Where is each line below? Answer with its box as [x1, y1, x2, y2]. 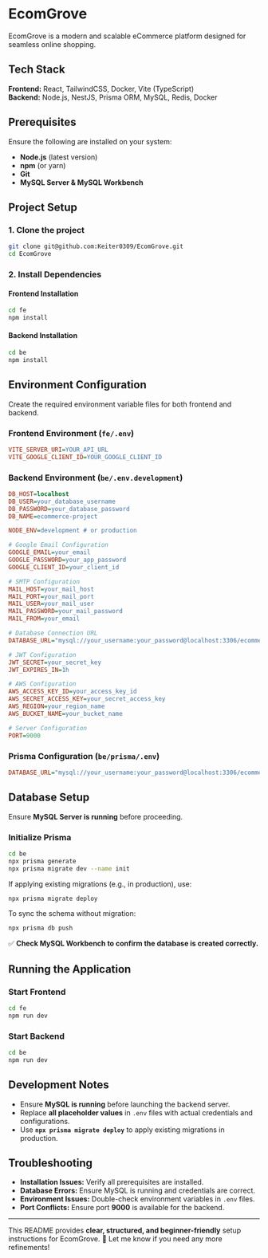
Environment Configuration [8, 378, 147, 391]
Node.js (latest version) [19, 152, 98, 162]
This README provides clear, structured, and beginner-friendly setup [8, 1225, 242, 1236]
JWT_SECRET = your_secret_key [8, 658, 102, 666]
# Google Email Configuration [8, 541, 109, 549]
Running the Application [8, 962, 132, 976]
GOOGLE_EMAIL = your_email [8, 548, 91, 556]
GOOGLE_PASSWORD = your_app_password [8, 556, 127, 564]
